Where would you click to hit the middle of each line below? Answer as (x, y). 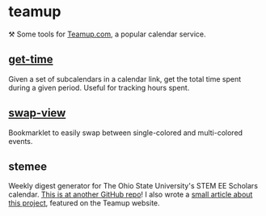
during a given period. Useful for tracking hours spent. (99, 87)
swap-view (37, 113)
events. (21, 141)
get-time (31, 59)
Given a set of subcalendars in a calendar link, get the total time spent (125, 78)
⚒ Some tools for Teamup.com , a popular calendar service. (107, 34)
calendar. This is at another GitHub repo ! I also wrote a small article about (131, 195)
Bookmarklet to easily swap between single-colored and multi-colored (126, 133)
